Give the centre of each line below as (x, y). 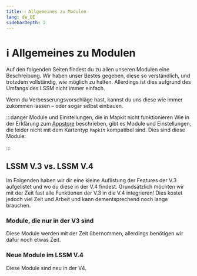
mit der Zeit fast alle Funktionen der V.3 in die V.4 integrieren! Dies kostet (94, 193)
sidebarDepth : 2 (26, 22)
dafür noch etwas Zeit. (34, 240)
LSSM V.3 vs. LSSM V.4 (50, 166)
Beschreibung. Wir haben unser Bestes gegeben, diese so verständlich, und (98, 76)
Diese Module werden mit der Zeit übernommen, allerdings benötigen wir (95, 234)
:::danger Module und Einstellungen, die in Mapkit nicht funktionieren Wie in (98, 117)
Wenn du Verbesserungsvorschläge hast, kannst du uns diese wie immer (95, 100)
